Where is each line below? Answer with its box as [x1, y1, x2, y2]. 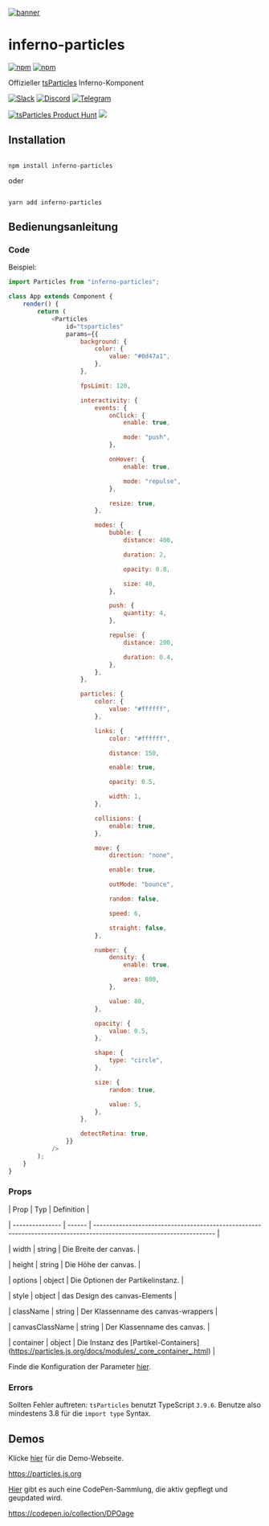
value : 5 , [108, 1100, 142, 1109]
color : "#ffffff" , [108, 734, 171, 743]
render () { [22, 300, 59, 309]
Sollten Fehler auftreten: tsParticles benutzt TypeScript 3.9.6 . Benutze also [8, 1400, 261, 1410]
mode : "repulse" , [123, 477, 181, 486]
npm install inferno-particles [8, 162, 113, 170]
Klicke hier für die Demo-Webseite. [8, 1453, 124, 1462]
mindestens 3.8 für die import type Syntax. [8, 1409, 151, 1418]
